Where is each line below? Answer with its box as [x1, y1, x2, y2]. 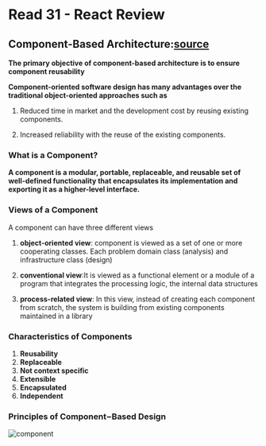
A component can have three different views [8, 223, 153, 232]
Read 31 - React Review [8, 6, 165, 24]
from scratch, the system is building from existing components [19, 302, 225, 312]
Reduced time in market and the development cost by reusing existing [19, 106, 249, 115]
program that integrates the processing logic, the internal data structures [19, 278, 258, 288]
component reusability [8, 67, 85, 76]
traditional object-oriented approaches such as [8, 91, 168, 100]
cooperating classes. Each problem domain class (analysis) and [19, 246, 229, 256]
